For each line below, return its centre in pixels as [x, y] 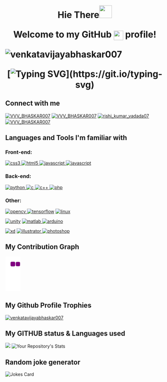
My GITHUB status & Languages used [65, 333]
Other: [13, 200]
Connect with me [33, 103]
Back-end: [18, 176]
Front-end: [19, 152]
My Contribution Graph [42, 247]
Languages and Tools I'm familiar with [66, 138]
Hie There [78, 15]
